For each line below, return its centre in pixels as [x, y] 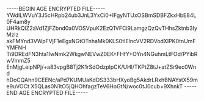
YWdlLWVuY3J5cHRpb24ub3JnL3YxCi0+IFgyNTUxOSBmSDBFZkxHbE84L [101, 15]
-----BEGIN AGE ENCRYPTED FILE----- [56, 9]
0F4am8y [18, 22]
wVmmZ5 [18, 61]
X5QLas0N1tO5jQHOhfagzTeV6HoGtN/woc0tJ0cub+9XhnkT [107, 86]
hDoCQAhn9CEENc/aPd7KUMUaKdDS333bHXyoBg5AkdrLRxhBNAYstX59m [102, 80]
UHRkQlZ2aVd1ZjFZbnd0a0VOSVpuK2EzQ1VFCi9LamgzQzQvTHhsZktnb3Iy [102, 28]
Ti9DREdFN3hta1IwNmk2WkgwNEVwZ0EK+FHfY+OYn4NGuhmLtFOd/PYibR [102, 54]
